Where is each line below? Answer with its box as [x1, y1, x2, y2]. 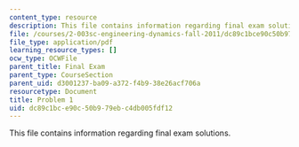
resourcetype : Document [9, 87, 98, 96]
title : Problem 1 [9, 95, 74, 104]
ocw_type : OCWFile [9, 54, 77, 63]
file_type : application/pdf [9, 37, 114, 47]
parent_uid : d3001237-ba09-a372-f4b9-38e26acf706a [9, 79, 201, 88]
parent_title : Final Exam [9, 63, 105, 72]
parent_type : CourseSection [9, 71, 114, 80]
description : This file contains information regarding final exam [9, 21, 265, 30]
